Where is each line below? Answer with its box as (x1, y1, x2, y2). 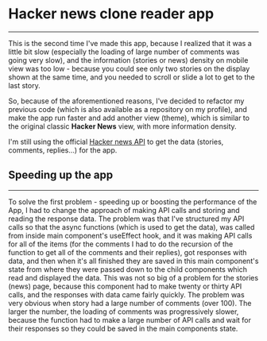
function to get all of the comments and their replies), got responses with (8, 247, 247, 257)
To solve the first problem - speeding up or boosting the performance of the (8, 196, 257, 207)
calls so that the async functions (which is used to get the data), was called (8, 222, 255, 231)
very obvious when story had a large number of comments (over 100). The (8, 298, 252, 308)
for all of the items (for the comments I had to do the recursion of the (8, 239, 234, 249)
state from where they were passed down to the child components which (8, 264, 248, 274)
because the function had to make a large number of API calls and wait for (8, 315, 252, 324)
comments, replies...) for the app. (8, 145, 118, 155)
